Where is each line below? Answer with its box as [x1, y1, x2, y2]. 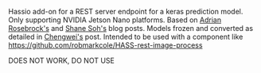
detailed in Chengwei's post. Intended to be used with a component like [8, 32, 243, 41]
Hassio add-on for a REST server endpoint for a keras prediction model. [8, 7, 243, 16]
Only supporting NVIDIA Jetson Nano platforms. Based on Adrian [8, 15, 221, 25]
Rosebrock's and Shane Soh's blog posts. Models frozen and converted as [8, 24, 253, 33]
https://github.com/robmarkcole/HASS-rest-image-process [8, 40, 203, 50]
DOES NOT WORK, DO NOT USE [8, 56, 115, 65]
